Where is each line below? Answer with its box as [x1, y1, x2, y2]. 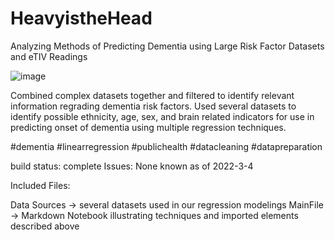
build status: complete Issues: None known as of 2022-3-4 [10, 160, 254, 172]
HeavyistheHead [10, 7, 153, 30]
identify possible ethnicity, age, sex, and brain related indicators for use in [10, 110, 315, 122]
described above [10, 220, 80, 232]
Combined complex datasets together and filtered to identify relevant [10, 89, 295, 101]
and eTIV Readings [10, 50, 88, 62]
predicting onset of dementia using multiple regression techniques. [10, 121, 287, 133]
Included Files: [10, 179, 71, 191]
